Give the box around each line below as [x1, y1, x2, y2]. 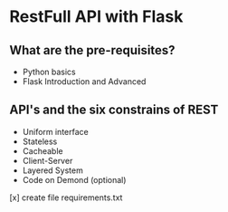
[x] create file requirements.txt [9, 192, 123, 203]
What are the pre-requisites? [9, 43, 176, 58]
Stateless [22, 136, 58, 147]
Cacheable [22, 145, 63, 156]
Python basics [22, 66, 77, 77]
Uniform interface [22, 126, 89, 137]
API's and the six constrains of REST [9, 102, 219, 118]
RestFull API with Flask [9, 6, 184, 27]
